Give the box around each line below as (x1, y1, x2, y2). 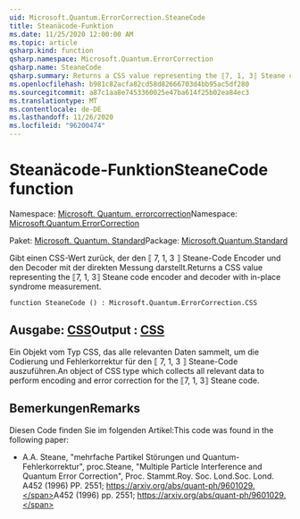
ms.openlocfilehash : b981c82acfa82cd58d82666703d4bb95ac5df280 (9, 80, 250, 89)
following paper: (9, 434, 70, 445)
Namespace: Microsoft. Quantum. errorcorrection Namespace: (9, 208, 238, 219)
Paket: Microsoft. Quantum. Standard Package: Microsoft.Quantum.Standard (9, 234, 288, 246)
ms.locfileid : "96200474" (9, 122, 105, 131)
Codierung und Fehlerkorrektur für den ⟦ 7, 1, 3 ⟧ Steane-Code (9, 355, 238, 367)
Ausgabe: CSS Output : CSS (9, 323, 165, 338)
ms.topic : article (9, 38, 78, 47)
